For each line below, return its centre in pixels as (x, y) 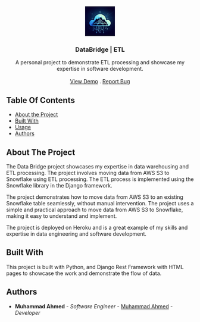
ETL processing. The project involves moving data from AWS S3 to (88, 173)
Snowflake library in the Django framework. (59, 185)
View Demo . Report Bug (100, 82)
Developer (27, 312)
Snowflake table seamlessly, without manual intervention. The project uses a (100, 203)
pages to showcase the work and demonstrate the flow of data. (84, 273)
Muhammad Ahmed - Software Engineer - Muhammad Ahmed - (94, 306)
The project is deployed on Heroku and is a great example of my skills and (97, 227)
